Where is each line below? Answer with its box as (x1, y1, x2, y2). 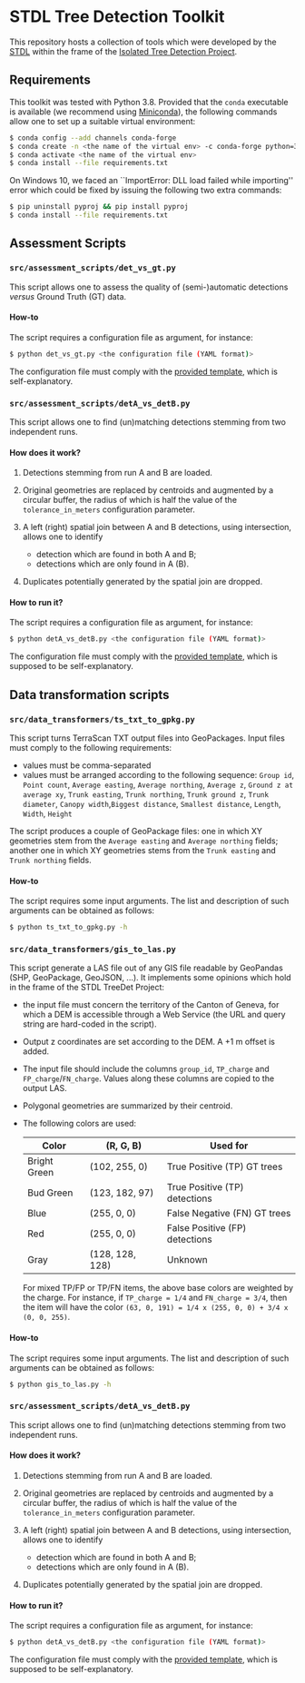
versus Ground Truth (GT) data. (9, 290, 127, 301)
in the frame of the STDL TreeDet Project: (9, 982, 165, 993)
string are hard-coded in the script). (22, 1019, 157, 1029)
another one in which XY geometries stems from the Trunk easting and (9, 845, 276, 856)
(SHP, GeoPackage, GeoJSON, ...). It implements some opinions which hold (9, 972, 292, 983)
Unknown (166, 1254, 209, 1266)
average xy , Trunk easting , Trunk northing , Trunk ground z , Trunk (22, 789, 270, 800)
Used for (210, 1139, 249, 1152)
